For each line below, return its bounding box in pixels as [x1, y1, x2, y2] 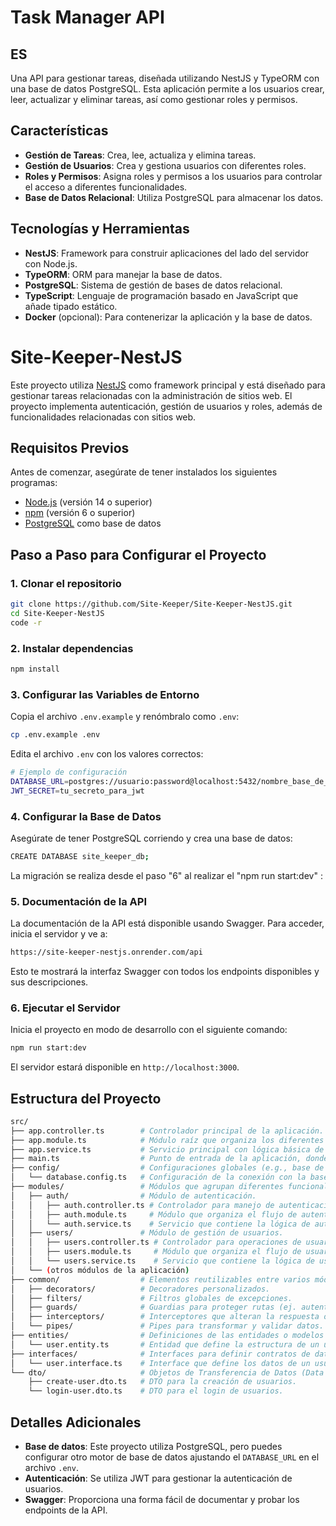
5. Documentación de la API [10, 894, 148, 908]
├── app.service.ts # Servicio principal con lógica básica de [10, 1144, 325, 1155]
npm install [10, 664, 60, 674]
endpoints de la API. [24, 1504, 108, 1516]
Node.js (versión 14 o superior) [24, 496, 153, 508]
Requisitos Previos [10, 439, 130, 456]
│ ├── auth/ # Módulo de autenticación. [10, 1191, 257, 1201]
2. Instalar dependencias [10, 641, 134, 655]
